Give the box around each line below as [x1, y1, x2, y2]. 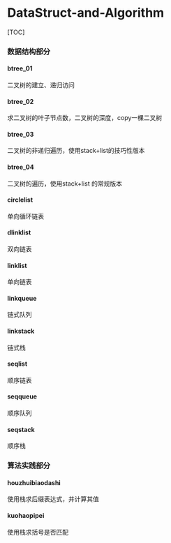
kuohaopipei [7, 512, 45, 520]
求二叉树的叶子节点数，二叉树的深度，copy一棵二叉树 [7, 114, 163, 122]
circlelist [7, 195, 34, 204]
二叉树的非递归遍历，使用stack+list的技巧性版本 [7, 147, 145, 155]
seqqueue [7, 392, 37, 401]
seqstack [7, 425, 35, 433]
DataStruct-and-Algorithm [7, 5, 165, 21]
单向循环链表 [7, 211, 44, 221]
